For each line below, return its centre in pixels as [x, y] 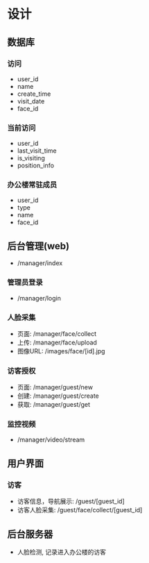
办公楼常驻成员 [32, 185]
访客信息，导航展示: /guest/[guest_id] [71, 501]
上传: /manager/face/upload [57, 342]
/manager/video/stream [51, 440]
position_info [35, 166]
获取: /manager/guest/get [54, 405]
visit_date [31, 101]
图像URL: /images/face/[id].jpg [61, 351]
